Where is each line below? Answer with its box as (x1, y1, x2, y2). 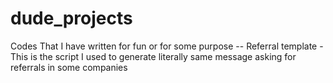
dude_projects (10, 7, 133, 30)
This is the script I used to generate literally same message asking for (10, 50, 297, 62)
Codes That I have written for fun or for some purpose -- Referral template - (10, 40, 324, 52)
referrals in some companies (10, 61, 128, 73)
